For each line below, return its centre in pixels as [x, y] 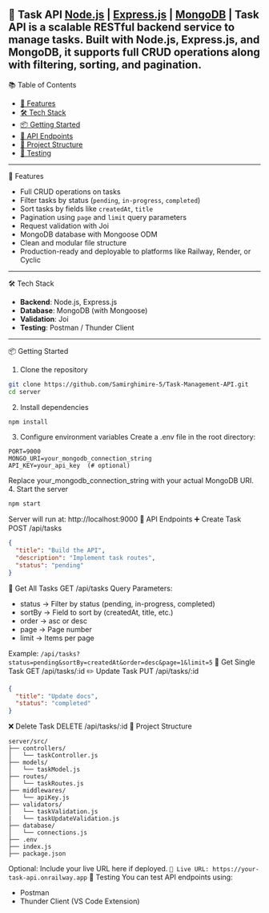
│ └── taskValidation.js [53, 812]
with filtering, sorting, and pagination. [105, 65]
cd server [25, 392]
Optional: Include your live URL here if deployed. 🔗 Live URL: [109, 869]
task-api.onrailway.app [48, 878]
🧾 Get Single [235, 662]
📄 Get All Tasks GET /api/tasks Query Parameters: [90, 588]
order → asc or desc [54, 621]
